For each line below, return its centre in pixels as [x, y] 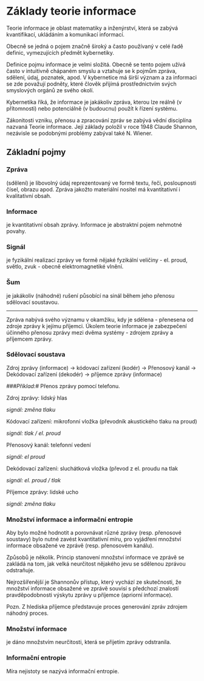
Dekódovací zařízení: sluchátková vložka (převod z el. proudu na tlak [92, 468]
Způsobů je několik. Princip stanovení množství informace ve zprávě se [95, 558]
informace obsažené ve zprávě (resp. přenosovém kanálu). [80, 546]
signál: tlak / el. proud [34, 433]
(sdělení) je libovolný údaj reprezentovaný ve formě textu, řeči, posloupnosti [101, 183]
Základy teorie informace [71, 11]
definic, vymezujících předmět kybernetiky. [60, 52]
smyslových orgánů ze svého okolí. [50, 90]
